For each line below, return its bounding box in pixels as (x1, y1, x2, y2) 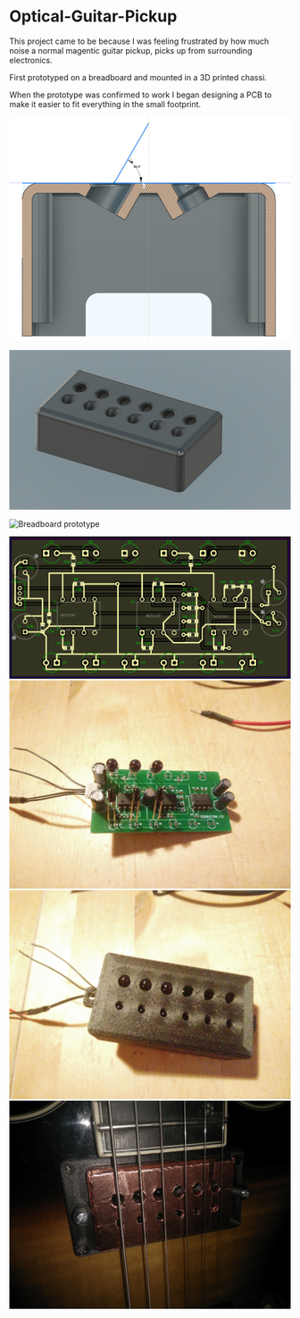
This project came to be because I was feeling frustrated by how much (9, 36, 270, 46)
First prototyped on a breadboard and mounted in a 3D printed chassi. (9, 71, 268, 82)
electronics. (9, 54, 53, 65)
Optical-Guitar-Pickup (9, 6, 178, 27)
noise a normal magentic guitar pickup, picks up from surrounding (9, 45, 253, 55)
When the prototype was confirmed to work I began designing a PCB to (9, 89, 272, 100)
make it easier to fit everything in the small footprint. (9, 98, 202, 109)
